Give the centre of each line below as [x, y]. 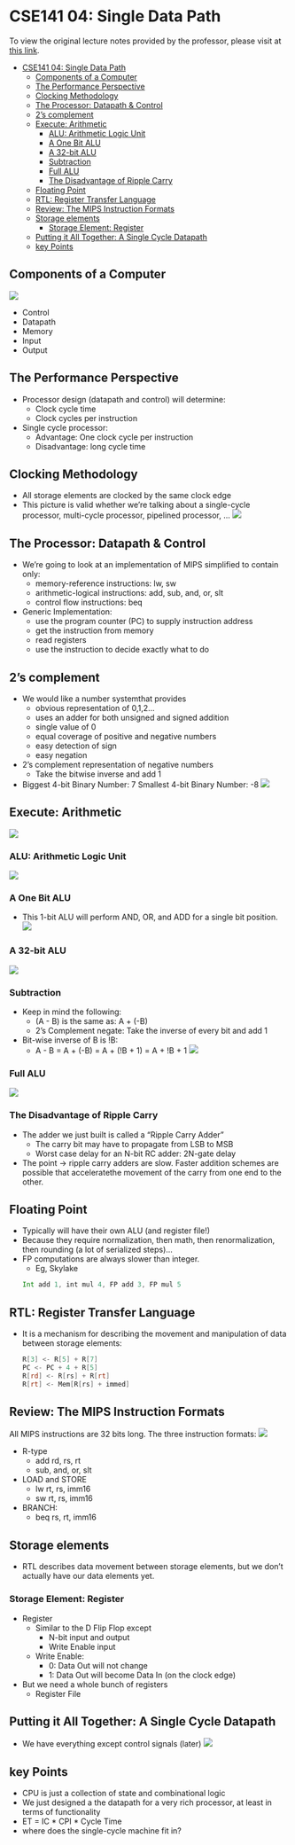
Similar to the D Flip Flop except [93, 1628]
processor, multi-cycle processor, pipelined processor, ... [126, 515]
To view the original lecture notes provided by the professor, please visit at [145, 41]
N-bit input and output [89, 1637]
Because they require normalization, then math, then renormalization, [148, 1240]
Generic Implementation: [67, 612]
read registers [61, 640]
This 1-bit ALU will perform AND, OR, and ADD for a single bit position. [150, 917]
